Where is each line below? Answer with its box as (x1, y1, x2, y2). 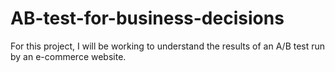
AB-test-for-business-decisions (10, 7, 285, 30)
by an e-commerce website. (10, 50, 127, 62)
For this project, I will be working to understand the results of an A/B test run (10, 40, 326, 52)
